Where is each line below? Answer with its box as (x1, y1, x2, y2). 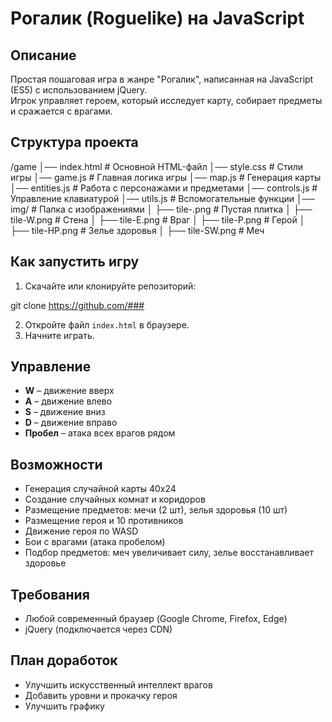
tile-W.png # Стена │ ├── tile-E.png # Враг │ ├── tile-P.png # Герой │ (10, 213, 306, 226)
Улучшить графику (24, 700, 105, 712)
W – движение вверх (24, 385, 115, 397)
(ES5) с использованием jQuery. (10, 84, 148, 96)
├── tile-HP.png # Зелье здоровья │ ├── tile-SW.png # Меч (10, 224, 265, 236)
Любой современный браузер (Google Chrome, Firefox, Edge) (24, 613, 288, 625)
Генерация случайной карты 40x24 (24, 483, 177, 495)
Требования (10, 586, 90, 603)
